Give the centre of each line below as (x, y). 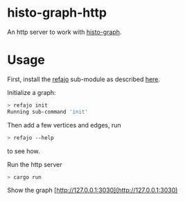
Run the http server (35, 164)
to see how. (24, 151)
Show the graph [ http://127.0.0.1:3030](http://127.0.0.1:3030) (92, 190)
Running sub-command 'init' (48, 112)
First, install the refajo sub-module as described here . (84, 79)
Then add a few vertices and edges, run (64, 125)
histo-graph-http (57, 13)
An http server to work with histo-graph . (64, 32)
